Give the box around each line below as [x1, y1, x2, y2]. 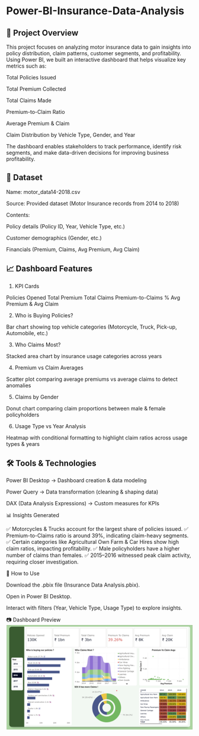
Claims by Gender [14, 393, 59, 400]
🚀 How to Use [6, 570, 40, 577]
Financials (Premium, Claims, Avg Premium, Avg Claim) [6, 246, 140, 253]
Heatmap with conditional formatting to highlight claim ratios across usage [6, 434, 188, 441]
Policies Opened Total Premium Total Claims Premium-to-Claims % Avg [6, 294, 181, 301]
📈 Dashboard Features [6, 264, 93, 274]
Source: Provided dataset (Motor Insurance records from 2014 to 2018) [6, 200, 179, 207]
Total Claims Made [6, 97, 52, 104]
